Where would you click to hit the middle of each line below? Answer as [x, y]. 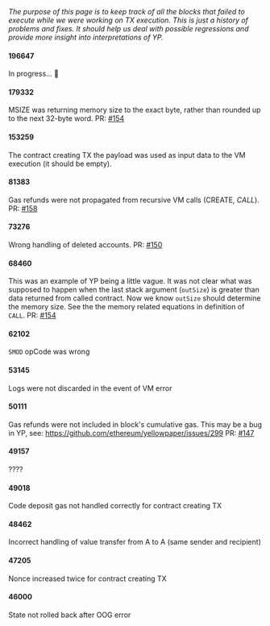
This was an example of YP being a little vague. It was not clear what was [130, 281]
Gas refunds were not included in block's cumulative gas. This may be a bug [135, 424]
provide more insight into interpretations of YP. [86, 37]
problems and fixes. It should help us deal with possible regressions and [129, 29]
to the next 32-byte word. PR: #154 [66, 118]
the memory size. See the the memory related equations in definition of [127, 307]
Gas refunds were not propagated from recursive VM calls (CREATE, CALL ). [134, 200]
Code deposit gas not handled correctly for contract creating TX [115, 506]
